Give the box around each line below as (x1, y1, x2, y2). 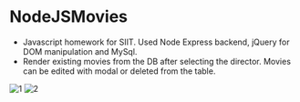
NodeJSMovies (9, 6, 129, 27)
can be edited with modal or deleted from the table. (22, 66, 216, 76)
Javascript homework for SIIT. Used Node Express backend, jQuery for (22, 36, 290, 47)
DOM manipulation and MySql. (22, 46, 138, 56)
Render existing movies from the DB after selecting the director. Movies (22, 56, 292, 66)
